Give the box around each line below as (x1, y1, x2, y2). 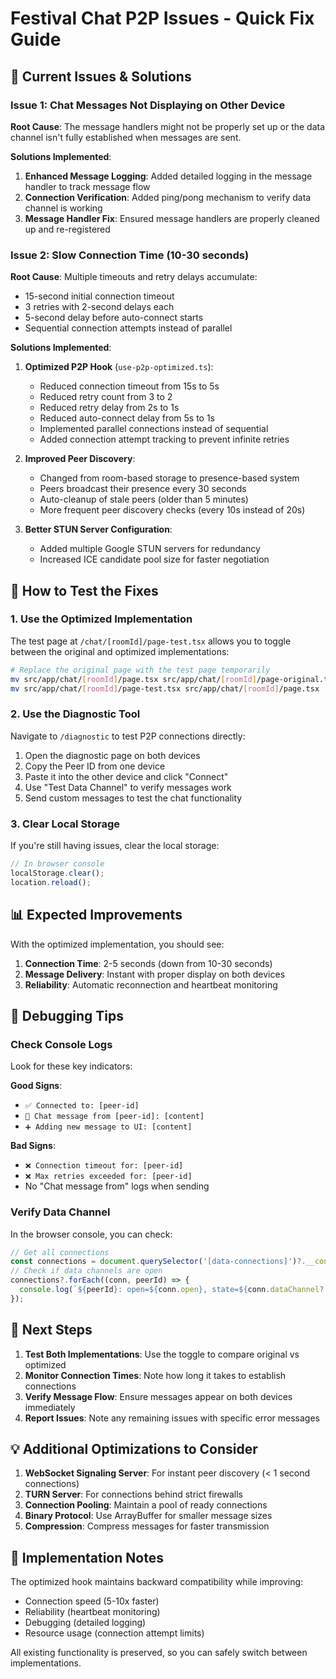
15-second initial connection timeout (24, 290, 175, 302)
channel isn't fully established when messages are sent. (10, 131, 242, 143)
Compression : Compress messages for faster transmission (24, 1520, 270, 1532)
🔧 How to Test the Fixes (10, 582, 159, 599)
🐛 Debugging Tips (10, 1007, 124, 1024)
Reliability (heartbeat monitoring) (24, 1606, 161, 1618)
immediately (24, 1401, 76, 1413)
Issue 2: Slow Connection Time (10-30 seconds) (10, 248, 250, 262)
